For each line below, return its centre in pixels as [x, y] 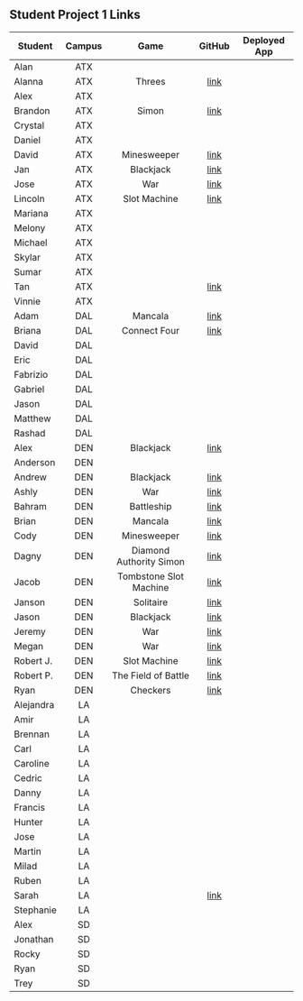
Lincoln [29, 198]
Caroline [32, 763]
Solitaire [151, 602]
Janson [30, 602]
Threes [151, 81]
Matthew [32, 418]
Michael [31, 243]
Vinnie [28, 301]
